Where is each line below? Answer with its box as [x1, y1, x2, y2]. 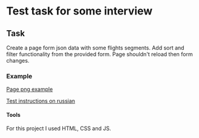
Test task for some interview [6, 4, 153, 18]
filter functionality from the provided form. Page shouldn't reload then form [6, 51, 193, 58]
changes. [6, 57, 30, 64]
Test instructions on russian [6, 98, 76, 105]
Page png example [6, 86, 53, 93]
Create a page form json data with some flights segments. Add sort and [6, 44, 184, 51]
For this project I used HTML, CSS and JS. [6, 125, 111, 132]
